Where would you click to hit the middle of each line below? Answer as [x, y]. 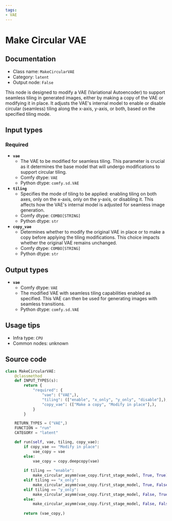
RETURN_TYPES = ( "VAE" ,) [41, 423]
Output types [27, 270]
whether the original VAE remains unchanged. [69, 243]
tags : [11, 10]
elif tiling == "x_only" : [51, 480]
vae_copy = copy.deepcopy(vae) [66, 461]
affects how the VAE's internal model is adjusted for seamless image [92, 205]
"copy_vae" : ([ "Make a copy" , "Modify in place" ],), [99, 404]
